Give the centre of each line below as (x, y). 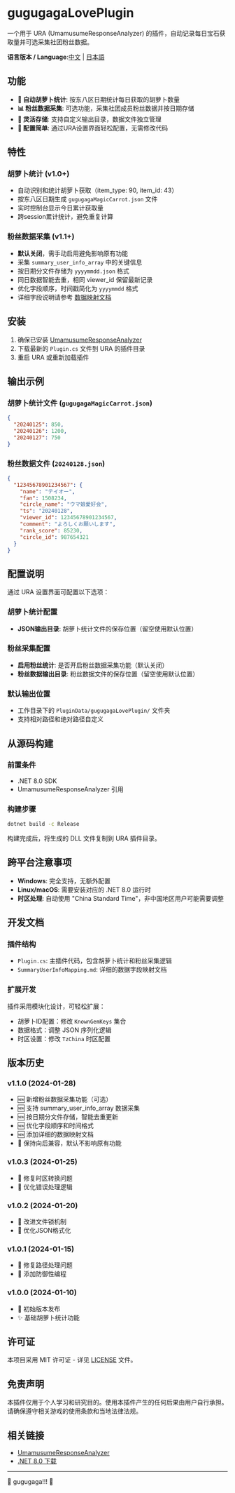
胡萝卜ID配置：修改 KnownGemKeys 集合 (72, 1021)
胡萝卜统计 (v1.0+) (38, 174)
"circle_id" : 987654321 (55, 537)
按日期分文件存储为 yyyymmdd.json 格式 (73, 271)
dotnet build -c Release (43, 824)
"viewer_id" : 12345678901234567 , (69, 518)
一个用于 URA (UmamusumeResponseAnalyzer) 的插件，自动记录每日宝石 (114, 33)
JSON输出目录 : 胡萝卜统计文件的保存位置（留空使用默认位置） (107, 629)
